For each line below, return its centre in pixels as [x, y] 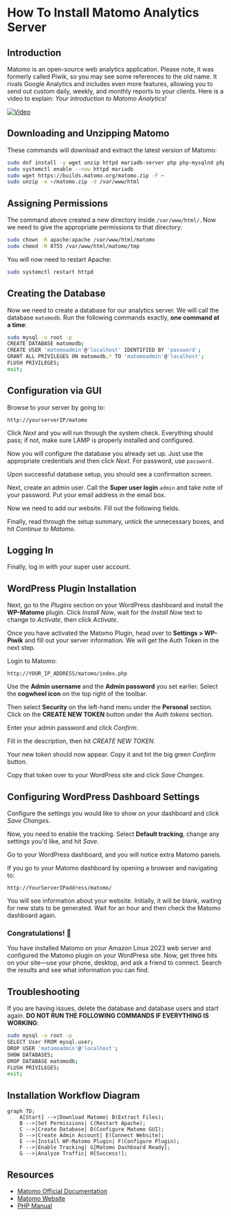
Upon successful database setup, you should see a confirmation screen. [110, 474]
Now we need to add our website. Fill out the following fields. [93, 508]
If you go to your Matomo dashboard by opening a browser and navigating [112, 868]
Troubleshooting [44, 992]
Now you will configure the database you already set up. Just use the [106, 453]
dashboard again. [32, 915]
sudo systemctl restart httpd [51, 272]
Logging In [30, 551]
